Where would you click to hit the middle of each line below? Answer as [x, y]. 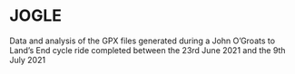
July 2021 [28, 60]
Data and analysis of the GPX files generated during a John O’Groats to [142, 41]
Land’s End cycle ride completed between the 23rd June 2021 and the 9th [147, 50]
